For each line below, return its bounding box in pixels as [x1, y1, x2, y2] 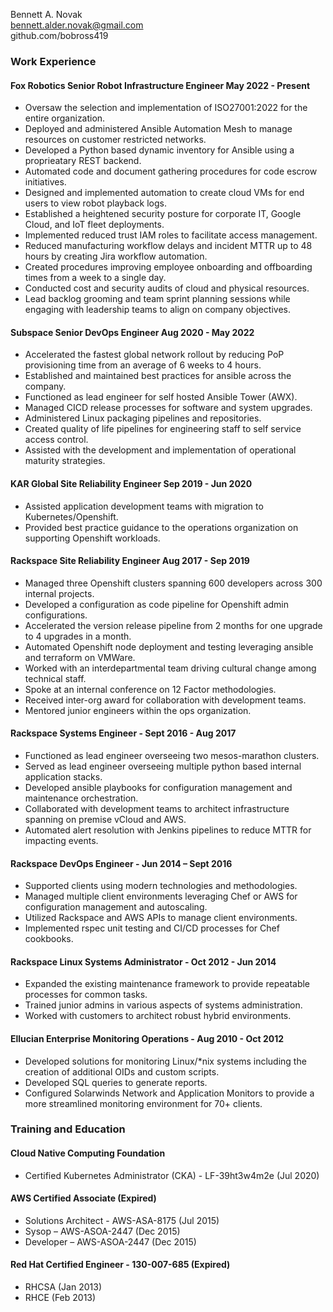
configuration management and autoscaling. [24, 901, 208, 913]
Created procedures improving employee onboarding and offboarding [24, 261, 313, 273]
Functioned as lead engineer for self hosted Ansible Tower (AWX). [24, 391, 298, 403]
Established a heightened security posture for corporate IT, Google [24, 208, 302, 220]
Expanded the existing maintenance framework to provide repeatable [24, 978, 311, 990]
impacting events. [24, 834, 99, 846]
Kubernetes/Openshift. [24, 510, 119, 523]
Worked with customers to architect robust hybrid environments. [24, 1010, 292, 1022]
